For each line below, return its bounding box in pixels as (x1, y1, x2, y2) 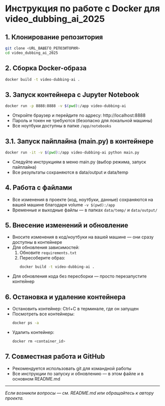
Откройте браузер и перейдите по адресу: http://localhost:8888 (12, 112, 146, 118)
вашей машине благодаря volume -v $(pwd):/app (12, 202, 115, 207)
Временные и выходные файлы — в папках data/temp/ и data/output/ (12, 207, 158, 213)
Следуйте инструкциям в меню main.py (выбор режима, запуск (12, 159, 146, 165)
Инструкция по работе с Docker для (5, 3, 160, 14)
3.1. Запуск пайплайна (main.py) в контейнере (5, 137, 154, 145)
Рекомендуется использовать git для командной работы (12, 365, 132, 371)
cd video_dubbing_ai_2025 (5, 50, 58, 55)
